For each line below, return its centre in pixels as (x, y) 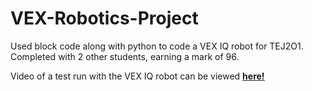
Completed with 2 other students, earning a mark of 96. (125, 56)
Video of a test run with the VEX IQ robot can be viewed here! (137, 76)
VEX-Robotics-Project (104, 18)
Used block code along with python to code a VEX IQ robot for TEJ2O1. (157, 46)
